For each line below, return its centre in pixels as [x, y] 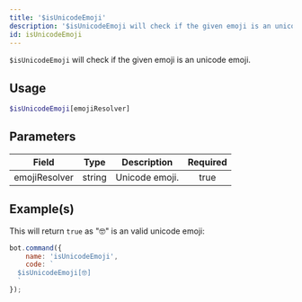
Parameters [43, 137]
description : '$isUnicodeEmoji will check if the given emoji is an [140, 26]
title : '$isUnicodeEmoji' [58, 18]
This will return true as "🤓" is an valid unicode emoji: [107, 231]
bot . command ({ [36, 248]
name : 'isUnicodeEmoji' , [72, 256]
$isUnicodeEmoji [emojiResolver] [70, 109]
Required [207, 162]
